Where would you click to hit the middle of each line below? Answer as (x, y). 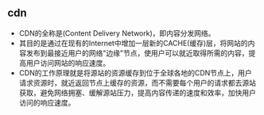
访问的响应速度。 (47, 102)
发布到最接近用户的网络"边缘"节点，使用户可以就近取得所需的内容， (137, 53)
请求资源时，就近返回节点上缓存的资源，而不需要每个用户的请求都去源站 (137, 82)
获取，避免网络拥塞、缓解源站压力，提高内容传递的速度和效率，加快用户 (137, 92)
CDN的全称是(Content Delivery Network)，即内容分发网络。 (117, 33)
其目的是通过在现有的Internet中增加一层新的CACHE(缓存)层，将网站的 (133, 43)
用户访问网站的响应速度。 (68, 63)
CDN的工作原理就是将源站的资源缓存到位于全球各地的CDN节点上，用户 (135, 73)
